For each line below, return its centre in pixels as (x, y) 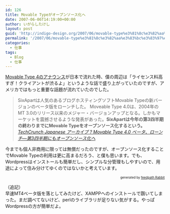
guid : (11, 33)
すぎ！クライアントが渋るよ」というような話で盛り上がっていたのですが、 (83, 83)
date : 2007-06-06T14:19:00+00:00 (40, 19)
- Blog (17, 57)
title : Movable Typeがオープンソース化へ (46, 15)
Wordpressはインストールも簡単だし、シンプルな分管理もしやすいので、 (81, 162)
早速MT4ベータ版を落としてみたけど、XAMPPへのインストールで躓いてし (82, 194)
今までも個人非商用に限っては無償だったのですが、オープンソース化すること (85, 149)
